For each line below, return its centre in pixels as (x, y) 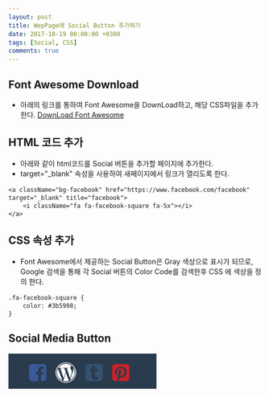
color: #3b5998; (50, 305)
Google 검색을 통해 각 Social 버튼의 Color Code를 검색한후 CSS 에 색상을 (137, 271)
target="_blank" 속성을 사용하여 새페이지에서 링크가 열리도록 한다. (124, 174)
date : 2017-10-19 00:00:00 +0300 (64, 34)
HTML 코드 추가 (46, 143)
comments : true (34, 51)
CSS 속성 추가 (41, 241)
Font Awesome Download (74, 84)
